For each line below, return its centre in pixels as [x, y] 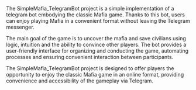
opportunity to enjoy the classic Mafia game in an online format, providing [95, 75]
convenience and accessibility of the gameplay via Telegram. [80, 81]
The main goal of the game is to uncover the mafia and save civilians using [96, 38]
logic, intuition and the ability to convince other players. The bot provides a [96, 44]
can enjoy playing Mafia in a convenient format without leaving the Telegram [98, 21]
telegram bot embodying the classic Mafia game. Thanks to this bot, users [96, 15]
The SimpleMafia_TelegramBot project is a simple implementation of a [90, 8]
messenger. [20, 27]
